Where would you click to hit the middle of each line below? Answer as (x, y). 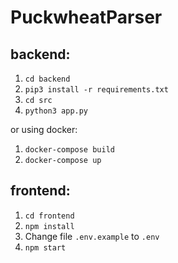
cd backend (47, 79)
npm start (45, 247)
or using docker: (44, 129)
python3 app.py (56, 111)
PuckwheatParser (86, 17)
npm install (49, 226)
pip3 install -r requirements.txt (96, 90)
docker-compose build (69, 150)
